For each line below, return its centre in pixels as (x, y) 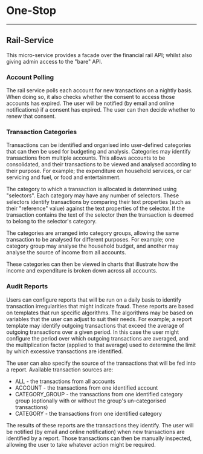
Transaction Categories (42, 132)
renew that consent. (31, 117)
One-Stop (31, 11)
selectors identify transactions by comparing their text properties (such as (99, 202)
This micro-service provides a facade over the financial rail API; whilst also (99, 55)
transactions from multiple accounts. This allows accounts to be (86, 158)
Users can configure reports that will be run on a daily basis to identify (94, 300)
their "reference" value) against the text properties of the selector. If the (96, 208)
